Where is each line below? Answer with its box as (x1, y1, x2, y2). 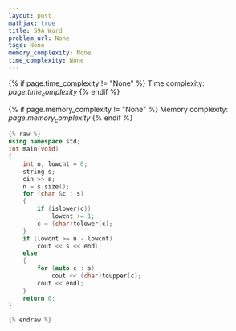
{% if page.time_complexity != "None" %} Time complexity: (8, 78, 205, 88)
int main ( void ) (8, 145, 59, 153)
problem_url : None (8, 34, 70, 42)
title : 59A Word (8, 26, 63, 34)
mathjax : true (8, 19, 56, 27)
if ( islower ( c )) (37, 205, 92, 213)
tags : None (8, 42, 45, 50)
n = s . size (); (22, 182, 70, 191)
